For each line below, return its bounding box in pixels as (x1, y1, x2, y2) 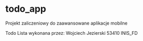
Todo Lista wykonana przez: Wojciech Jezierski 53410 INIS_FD (5, 30, 138, 36)
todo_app (5, 3, 46, 15)
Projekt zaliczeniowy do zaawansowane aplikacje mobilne (5, 20, 128, 26)
